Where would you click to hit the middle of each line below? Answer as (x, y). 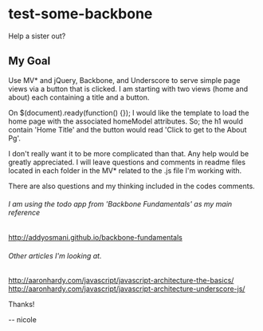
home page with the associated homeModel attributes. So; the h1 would (126, 121)
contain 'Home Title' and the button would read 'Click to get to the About (128, 129)
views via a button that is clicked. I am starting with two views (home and (128, 89)
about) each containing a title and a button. (79, 97)
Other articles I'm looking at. (55, 255)
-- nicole (23, 320)
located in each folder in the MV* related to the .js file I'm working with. (125, 170)
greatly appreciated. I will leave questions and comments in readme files (127, 162)
